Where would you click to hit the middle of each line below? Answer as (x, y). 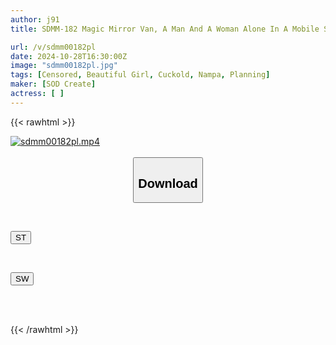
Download (168, 183)
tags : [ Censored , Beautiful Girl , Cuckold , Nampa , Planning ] (140, 75)
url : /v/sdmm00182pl (53, 47)
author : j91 (35, 19)
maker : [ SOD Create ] (53, 84)
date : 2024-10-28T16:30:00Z (69, 56)
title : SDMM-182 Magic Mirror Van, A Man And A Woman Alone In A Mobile (165, 29)
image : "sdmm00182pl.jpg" (64, 66)
